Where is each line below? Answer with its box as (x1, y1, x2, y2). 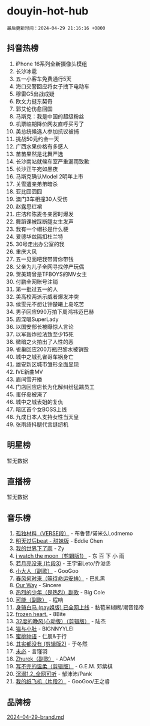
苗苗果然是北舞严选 (15, 150, 64, 157)
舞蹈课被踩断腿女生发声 (15, 218, 74, 225)
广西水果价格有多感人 (15, 142, 68, 150)
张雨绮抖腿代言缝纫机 (15, 421, 68, 428)
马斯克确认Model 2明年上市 (15, 172, 83, 180)
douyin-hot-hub (7, 4, 89, 18)
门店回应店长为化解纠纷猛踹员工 (15, 383, 95, 390)
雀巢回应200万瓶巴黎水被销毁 (15, 346, 89, 353)
